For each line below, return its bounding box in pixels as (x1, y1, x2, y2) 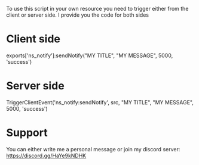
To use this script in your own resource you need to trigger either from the (6, 5, 189, 12)
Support (6, 126, 48, 139)
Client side (6, 32, 61, 46)
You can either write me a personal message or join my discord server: (6, 145, 180, 152)
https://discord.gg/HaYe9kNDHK (6, 152, 87, 159)
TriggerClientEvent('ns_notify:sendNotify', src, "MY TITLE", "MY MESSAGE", (6, 98, 194, 106)
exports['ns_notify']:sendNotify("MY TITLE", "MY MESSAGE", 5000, (6, 52, 173, 59)
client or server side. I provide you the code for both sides (6, 11, 149, 18)
